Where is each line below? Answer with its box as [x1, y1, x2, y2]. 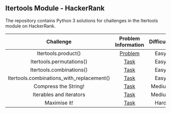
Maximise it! [44, 99, 74, 106]
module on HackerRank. [5, 23, 56, 29]
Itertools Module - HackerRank [5, 4, 105, 13]
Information [115, 41, 144, 48]
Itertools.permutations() [30, 58, 88, 65]
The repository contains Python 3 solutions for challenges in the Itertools [5, 17, 158, 23]
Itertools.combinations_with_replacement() [8, 74, 110, 82]
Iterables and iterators [33, 91, 85, 98]
